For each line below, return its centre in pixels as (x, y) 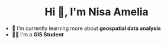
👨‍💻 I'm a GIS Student (38, 34)
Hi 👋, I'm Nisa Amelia (97, 12)
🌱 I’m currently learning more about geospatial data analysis (86, 28)
